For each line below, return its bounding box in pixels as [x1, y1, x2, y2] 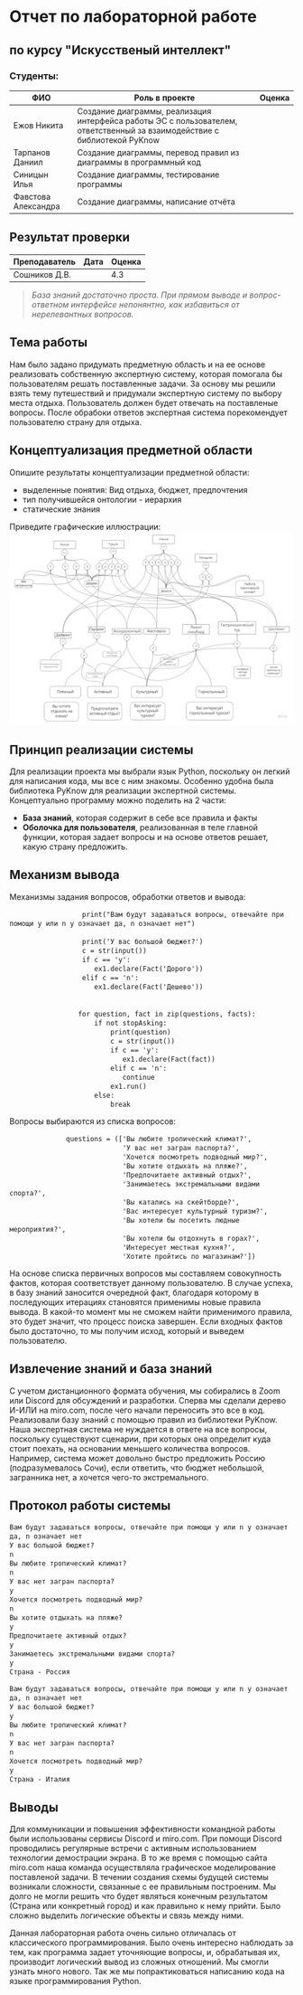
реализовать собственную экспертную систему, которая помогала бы [9, 368, 283, 379]
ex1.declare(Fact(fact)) [122, 1054, 216, 1064]
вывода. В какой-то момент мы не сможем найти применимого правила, [9, 1306, 293, 1317]
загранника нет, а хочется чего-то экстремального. [9, 1471, 209, 1482]
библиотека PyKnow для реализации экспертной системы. [9, 785, 237, 796]
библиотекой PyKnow [77, 134, 161, 146]
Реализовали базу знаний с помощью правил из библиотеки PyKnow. [9, 1414, 278, 1425]
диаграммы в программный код [77, 156, 201, 167]
